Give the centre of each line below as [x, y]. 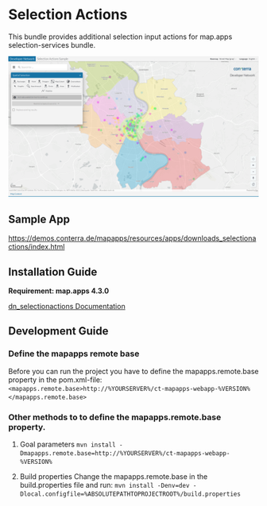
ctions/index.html [37, 247]
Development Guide [58, 331]
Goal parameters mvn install [68, 444]
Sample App [39, 219]
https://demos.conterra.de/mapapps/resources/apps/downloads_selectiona [132, 238]
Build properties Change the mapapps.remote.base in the [114, 477]
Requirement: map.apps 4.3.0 [59, 291]
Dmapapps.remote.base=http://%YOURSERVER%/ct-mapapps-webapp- [125, 454]
